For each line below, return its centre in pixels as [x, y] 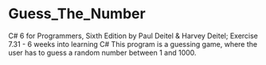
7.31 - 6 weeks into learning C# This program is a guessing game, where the [133, 44]
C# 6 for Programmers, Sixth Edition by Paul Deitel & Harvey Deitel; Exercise [133, 36]
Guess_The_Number [77, 14]
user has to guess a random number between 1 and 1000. [102, 52]
